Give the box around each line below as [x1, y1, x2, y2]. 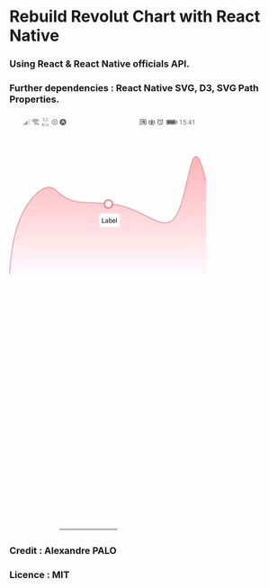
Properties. [9, 93, 60, 105]
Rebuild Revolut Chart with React [9, 6, 261, 27]
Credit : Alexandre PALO [9, 545, 117, 557]
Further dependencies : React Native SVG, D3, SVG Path [9, 82, 259, 95]
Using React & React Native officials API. [9, 58, 191, 70]
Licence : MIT [9, 569, 70, 582]
